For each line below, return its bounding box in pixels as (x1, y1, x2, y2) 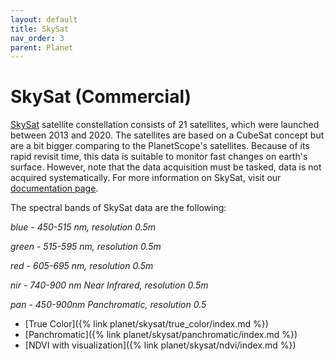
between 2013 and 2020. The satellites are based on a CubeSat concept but (10, 129, 325, 141)
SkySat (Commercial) (10, 86, 192, 108)
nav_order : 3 (10, 33, 65, 43)
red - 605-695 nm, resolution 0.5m (10, 260, 154, 272)
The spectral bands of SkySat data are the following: (10, 202, 227, 214)
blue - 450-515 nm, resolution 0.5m (10, 221, 157, 233)
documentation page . (10, 182, 99, 195)
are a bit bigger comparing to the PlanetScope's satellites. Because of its (10, 140, 310, 152)
